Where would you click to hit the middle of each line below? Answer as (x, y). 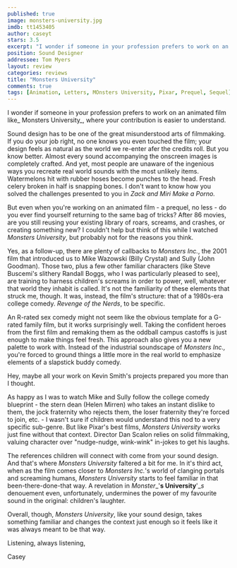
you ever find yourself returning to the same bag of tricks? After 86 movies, (117, 215)
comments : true (30, 86)
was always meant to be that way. (56, 529)
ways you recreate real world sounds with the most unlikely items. (103, 171)
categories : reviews (38, 73)
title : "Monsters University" (52, 79)
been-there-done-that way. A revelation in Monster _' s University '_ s (106, 486)
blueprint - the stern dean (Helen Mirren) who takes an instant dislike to (111, 405)
